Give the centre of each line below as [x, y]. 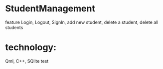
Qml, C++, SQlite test [27, 61]
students [14, 27]
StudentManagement [50, 9]
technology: [31, 48]
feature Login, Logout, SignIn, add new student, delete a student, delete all [82, 22]
